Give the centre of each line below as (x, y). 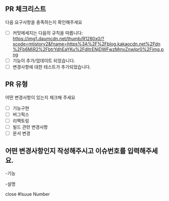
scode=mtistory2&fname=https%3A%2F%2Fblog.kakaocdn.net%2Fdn (86, 44)
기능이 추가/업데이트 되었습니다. (44, 60)
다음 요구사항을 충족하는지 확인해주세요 (44, 22)
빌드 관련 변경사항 (30, 127)
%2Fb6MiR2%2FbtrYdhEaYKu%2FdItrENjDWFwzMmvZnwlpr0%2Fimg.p (88, 49)
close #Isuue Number (28, 194)
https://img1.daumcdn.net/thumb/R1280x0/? (58, 38)
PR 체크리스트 (26, 9)
